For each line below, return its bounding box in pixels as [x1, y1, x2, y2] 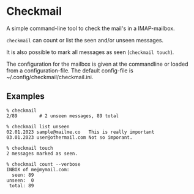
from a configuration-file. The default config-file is [6, 66, 133, 74]
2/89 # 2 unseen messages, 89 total [6, 112, 119, 119]
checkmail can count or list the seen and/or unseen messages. [6, 36, 164, 44]
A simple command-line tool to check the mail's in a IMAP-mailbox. [6, 25, 176, 32]
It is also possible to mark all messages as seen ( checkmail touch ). [6, 48, 174, 56]
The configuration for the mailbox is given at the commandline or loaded [6, 60, 188, 68]
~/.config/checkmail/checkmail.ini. [6, 73, 94, 80]
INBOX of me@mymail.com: [6, 166, 70, 173]
